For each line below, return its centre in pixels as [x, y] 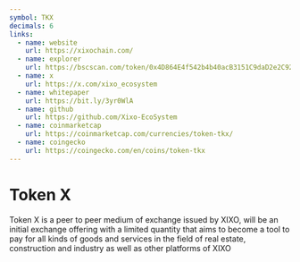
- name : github [46, 109]
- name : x [35, 76]
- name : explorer [50, 59]
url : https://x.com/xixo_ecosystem [92, 84]
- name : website [47, 42]
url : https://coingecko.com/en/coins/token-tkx [115, 150]
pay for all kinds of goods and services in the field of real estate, [128, 239]
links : [21, 34]
